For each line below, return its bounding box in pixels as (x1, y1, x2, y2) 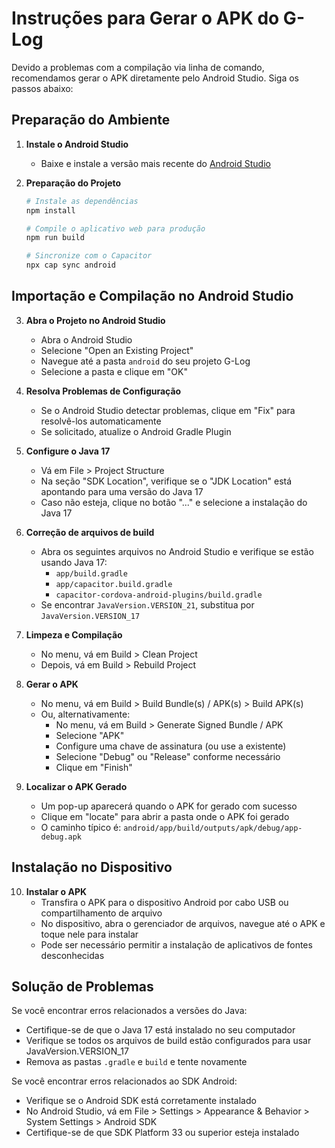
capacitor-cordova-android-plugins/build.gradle (55, 590, 263, 600)
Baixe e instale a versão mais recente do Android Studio (40, 157, 271, 169)
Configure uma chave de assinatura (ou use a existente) (55, 740, 287, 752)
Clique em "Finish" (55, 761, 133, 773)
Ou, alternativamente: (40, 708, 131, 720)
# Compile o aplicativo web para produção (25, 223, 206, 234)
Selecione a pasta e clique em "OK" (40, 365, 188, 377)
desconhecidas (40, 949, 105, 961)
